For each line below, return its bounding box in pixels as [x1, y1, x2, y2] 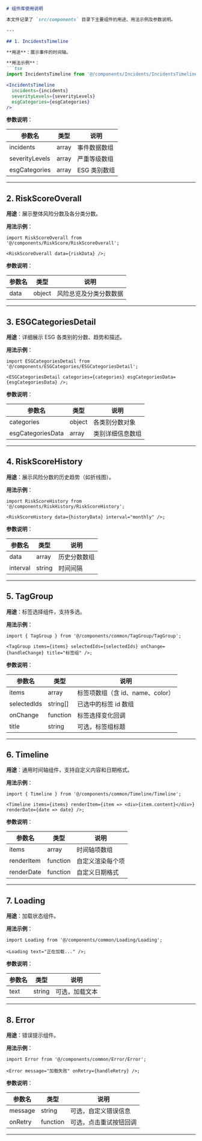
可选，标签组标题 [77, 723, 126, 731]
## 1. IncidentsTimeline [6, 38, 69, 45]
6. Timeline [6, 750, 49, 760]
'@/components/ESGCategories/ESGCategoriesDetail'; [6, 364, 138, 370]
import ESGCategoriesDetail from [6, 358, 90, 364]
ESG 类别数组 [77, 166, 115, 175]
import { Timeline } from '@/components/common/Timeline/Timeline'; [6, 791, 182, 797]
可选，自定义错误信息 [70, 1107, 131, 1115]
